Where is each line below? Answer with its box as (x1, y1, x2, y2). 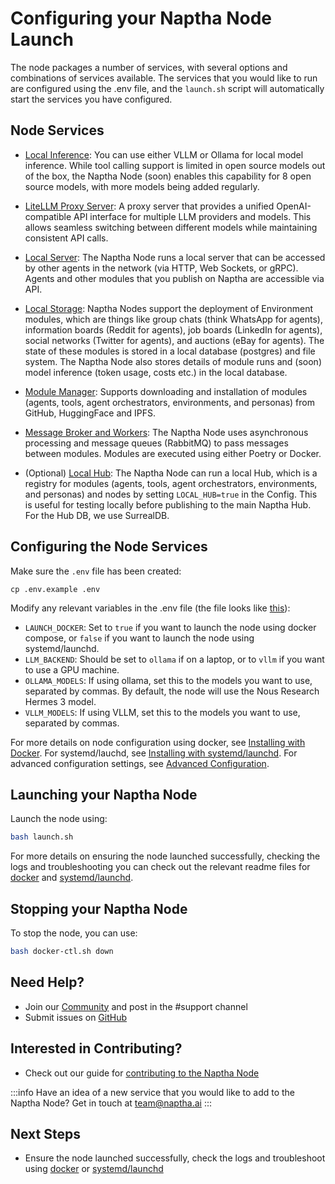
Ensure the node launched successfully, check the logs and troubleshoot (24, 1152, 326, 1164)
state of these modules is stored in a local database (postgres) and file (24, 345, 316, 357)
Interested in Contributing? (10, 1040, 183, 1057)
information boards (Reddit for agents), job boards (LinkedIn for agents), (24, 323, 323, 336)
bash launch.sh (10, 832, 74, 842)
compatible (24, 210, 72, 222)
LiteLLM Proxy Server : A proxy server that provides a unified (24, 200, 275, 212)
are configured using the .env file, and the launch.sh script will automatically (10, 82, 325, 94)
